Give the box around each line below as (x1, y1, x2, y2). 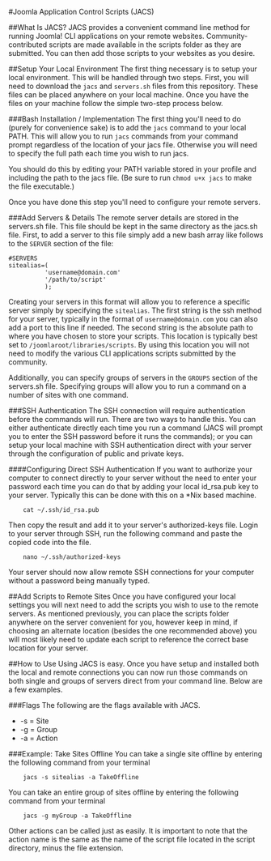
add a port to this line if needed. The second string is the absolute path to (8, 323, 253, 332)
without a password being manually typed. (8, 576, 150, 586)
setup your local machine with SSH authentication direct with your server (8, 441, 252, 450)
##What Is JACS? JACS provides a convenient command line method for (8, 23, 251, 32)
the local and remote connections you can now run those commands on (8, 667, 248, 677)
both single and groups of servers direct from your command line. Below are (8, 676, 263, 685)
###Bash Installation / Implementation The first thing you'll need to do (8, 114, 241, 124)
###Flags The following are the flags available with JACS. (8, 701, 201, 710)
